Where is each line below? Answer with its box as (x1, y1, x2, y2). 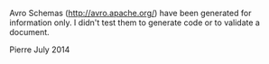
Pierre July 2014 (9, 44, 70, 55)
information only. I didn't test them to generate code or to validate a (9, 17, 260, 28)
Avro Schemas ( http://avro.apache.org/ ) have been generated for (9, 8, 252, 18)
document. (9, 27, 50, 37)
